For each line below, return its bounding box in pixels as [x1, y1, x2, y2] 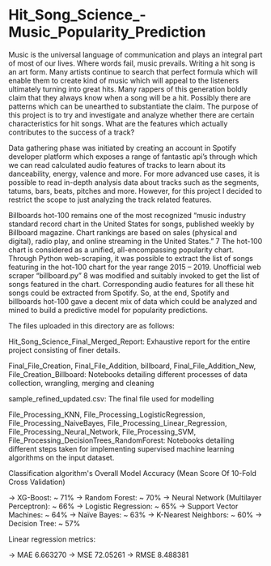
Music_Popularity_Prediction [8, 23, 206, 41]
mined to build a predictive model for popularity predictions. [8, 305, 209, 315]
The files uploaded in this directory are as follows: [8, 320, 176, 330]
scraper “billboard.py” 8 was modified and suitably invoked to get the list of [8, 270, 260, 281]
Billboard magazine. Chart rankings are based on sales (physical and [8, 227, 237, 237]
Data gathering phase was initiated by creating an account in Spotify [8, 143, 237, 152]
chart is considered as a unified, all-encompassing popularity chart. [8, 245, 235, 255]
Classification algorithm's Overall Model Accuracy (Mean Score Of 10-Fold [8, 468, 256, 478]
